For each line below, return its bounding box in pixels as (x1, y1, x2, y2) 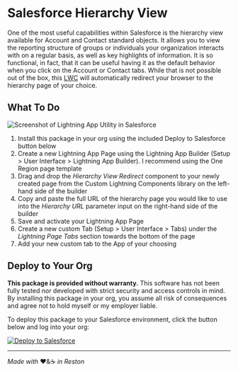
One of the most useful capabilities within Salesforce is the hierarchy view (7, 28, 224, 37)
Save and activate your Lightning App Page (17, 217, 144, 225)
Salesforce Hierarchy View (7, 5, 168, 21)
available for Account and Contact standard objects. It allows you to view (7, 35, 221, 44)
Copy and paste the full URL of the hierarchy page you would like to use (17, 194, 228, 202)
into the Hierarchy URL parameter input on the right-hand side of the (17, 202, 218, 210)
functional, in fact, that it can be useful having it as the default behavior (7, 58, 215, 67)
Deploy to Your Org (7, 260, 93, 272)
